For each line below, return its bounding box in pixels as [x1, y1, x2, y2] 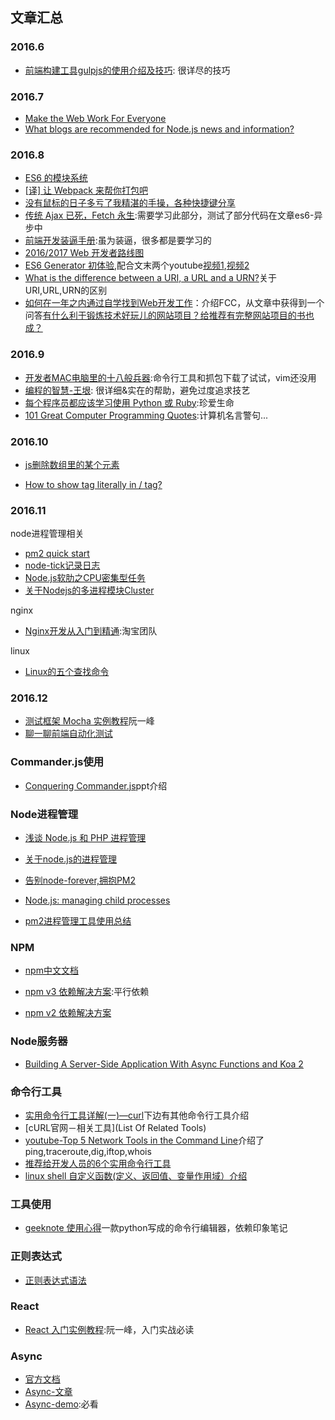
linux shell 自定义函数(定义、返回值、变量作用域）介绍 [24, 1169, 248, 1182]
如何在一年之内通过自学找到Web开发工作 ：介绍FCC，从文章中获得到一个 [24, 297, 325, 309]
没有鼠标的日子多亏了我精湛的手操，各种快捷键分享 [24, 197, 236, 209]
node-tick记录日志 [24, 559, 101, 572]
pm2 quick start [24, 548, 90, 560]
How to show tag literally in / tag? [24, 478, 163, 490]
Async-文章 [24, 1386, 73, 1398]
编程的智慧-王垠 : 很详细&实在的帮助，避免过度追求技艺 [24, 384, 251, 396]
